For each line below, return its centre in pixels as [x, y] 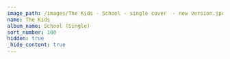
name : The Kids [29, 20]
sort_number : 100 [32, 32]
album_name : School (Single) [49, 26]
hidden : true [26, 39]
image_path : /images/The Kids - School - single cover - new [98, 13]
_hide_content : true [37, 45]
